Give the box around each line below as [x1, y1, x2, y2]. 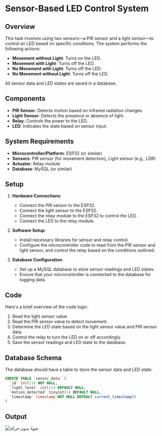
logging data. [19, 277, 46, 283]
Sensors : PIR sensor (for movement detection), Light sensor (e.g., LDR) [12, 155, 156, 161]
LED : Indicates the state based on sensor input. [12, 123, 107, 129]
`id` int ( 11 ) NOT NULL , [9, 380, 58, 386]
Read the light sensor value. [12, 314, 68, 320]
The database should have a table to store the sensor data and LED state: [5, 367, 153, 372]
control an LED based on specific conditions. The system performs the [5, 41, 147, 46]
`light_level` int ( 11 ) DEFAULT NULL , [9, 385, 86, 390]
